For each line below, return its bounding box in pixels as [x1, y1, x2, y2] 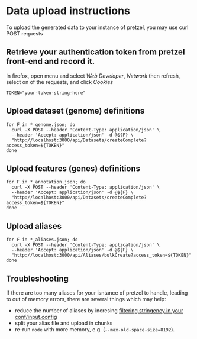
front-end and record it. [6, 56, 95, 66]
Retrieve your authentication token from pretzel [6, 47, 185, 57]
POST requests [6, 30, 43, 37]
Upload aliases [6, 221, 62, 231]
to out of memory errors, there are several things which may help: [6, 296, 167, 302]
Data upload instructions [6, 4, 130, 18]
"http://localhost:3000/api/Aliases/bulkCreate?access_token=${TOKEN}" [11, 253, 192, 259]
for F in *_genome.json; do [6, 121, 76, 128]
